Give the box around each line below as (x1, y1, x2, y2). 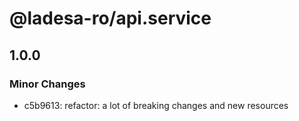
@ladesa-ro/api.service (9, 7, 212, 30)
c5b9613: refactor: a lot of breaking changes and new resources (23, 99, 289, 111)
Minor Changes (9, 77, 86, 91)
